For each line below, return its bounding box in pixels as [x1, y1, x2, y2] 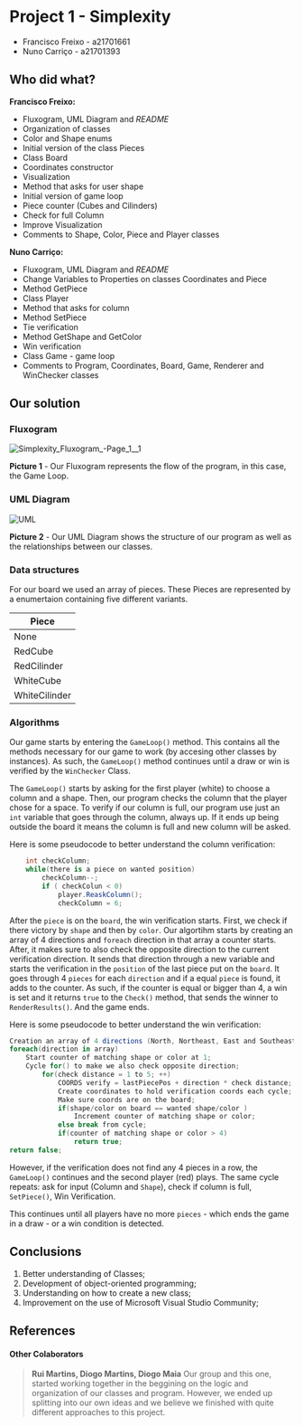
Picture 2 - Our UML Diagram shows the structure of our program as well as [9, 531, 292, 542]
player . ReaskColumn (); [57, 890, 143, 899]
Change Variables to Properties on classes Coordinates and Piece [22, 273, 268, 284]
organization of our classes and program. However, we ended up [31, 1388, 273, 1399]
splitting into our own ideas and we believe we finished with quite [31, 1397, 274, 1408]
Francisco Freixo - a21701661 [22, 36, 131, 47]
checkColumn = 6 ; [57, 898, 124, 908]
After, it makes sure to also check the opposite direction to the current [9, 943, 270, 955]
